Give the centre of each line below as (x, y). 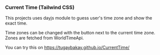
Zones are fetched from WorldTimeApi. (45, 38)
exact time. (16, 23)
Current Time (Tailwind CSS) (40, 7)
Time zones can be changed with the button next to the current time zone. (80, 33)
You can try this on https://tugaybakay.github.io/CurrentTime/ (67, 48)
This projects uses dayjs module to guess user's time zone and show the (79, 18)
